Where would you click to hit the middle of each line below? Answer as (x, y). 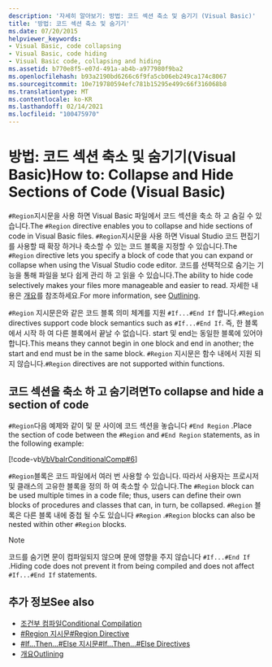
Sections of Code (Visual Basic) (117, 192)
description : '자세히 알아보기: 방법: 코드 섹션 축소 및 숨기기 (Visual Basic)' (132, 16)
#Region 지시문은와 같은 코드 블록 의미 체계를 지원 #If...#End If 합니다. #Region (136, 312)
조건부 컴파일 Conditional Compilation (81, 623)
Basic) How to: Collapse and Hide (121, 175)
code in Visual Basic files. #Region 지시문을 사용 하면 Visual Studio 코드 (123, 236)
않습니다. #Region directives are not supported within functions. (121, 364)
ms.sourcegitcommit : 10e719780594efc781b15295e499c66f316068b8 (118, 84)
